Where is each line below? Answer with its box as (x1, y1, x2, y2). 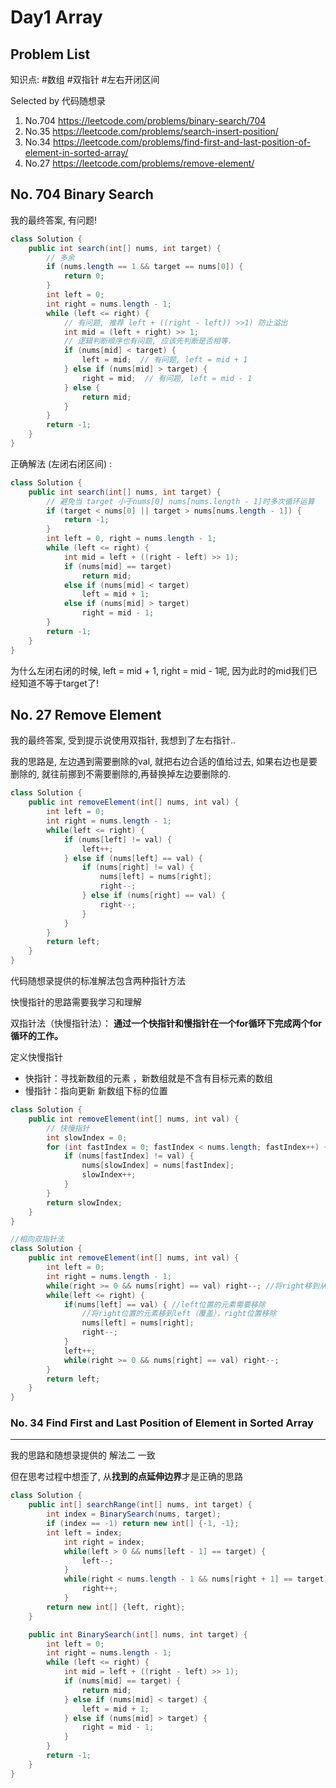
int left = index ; (46, 1527, 123, 1538)
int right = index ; (63, 1537, 145, 1547)
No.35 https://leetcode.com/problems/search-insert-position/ (24, 126, 279, 137)
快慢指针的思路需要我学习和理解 (10, 996, 142, 1008)
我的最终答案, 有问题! (10, 214, 97, 226)
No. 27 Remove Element (10, 706, 162, 723)
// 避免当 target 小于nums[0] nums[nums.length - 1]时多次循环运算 (46, 496, 315, 506)
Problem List (10, 46, 91, 63)
